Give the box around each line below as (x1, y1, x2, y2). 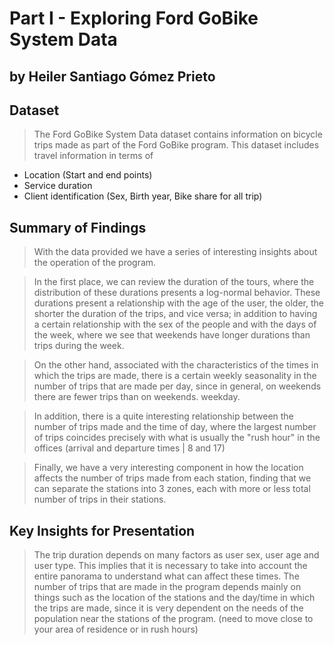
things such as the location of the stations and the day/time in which (33, 592, 316, 604)
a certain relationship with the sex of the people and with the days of (33, 318, 317, 331)
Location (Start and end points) (23, 169, 153, 181)
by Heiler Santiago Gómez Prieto (9, 68, 216, 85)
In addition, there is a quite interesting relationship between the (33, 410, 294, 422)
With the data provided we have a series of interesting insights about (33, 246, 318, 258)
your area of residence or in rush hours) (33, 623, 199, 636)
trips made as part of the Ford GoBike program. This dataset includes (33, 139, 320, 151)
